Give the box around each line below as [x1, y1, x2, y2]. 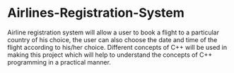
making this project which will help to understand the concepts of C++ [7, 51, 213, 59]
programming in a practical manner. [7, 58, 112, 66]
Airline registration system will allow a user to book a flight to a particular [7, 28, 219, 36]
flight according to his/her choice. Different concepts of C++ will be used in [7, 43, 228, 51]
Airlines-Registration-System [7, 5, 185, 21]
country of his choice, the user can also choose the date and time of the [7, 35, 218, 44]
